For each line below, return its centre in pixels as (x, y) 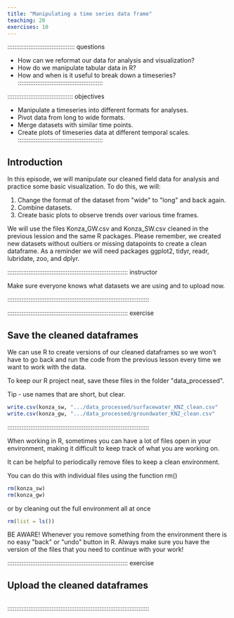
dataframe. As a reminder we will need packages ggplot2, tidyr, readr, (108, 251)
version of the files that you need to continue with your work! (96, 550)
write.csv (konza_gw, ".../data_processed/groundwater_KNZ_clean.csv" (111, 413)
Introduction (35, 162)
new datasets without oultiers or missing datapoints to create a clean (107, 244)
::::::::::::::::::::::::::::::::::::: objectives (56, 96)
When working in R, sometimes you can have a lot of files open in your (109, 441)
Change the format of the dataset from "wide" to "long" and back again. (122, 200)
